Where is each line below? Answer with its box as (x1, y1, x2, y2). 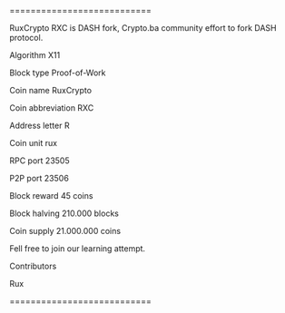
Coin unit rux (9, 138, 57, 148)
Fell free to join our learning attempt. (9, 243, 146, 254)
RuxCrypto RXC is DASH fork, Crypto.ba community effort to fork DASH (9, 23, 277, 33)
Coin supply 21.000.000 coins (9, 226, 121, 236)
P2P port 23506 (9, 173, 70, 183)
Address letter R (9, 120, 70, 131)
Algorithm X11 (9, 50, 61, 60)
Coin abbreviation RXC (9, 103, 94, 113)
